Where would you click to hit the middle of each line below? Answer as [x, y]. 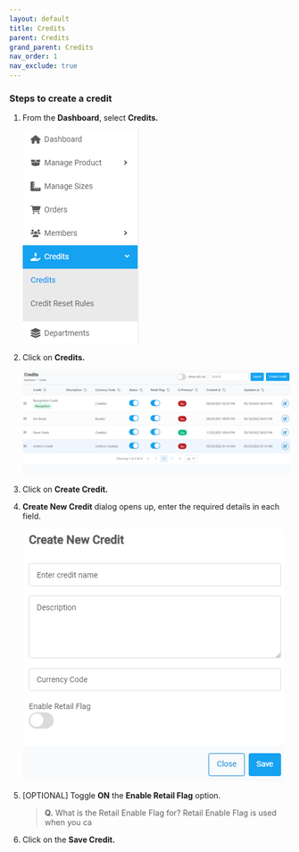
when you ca [68, 822]
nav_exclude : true [43, 66]
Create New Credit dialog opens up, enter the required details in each [150, 506]
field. [32, 516]
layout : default [39, 19]
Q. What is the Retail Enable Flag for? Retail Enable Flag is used [160, 813]
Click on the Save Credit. [69, 839]
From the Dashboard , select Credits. [90, 118]
